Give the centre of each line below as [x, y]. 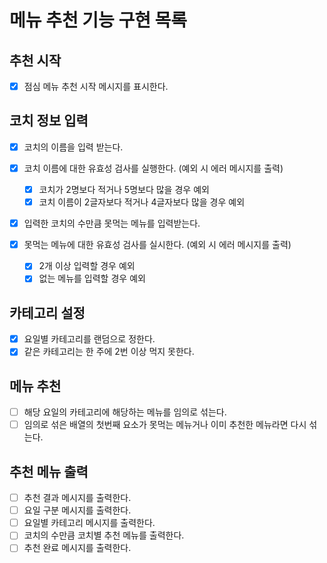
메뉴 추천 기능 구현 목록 [98, 20]
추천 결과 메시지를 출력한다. [77, 498]
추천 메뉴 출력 [49, 471]
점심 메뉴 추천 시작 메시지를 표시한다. [96, 86]
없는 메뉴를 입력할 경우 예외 [92, 278]
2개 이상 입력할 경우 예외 [87, 266]
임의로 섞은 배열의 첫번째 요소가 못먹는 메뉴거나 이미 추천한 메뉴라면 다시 [165, 425]
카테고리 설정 [47, 312]
